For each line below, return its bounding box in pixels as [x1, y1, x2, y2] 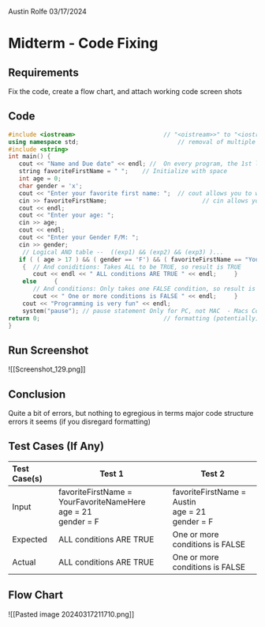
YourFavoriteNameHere [58, 496, 146, 507]
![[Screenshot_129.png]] [8, 364, 86, 374]
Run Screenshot [8, 343, 89, 357]
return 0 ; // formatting [8, 314, 211, 323]
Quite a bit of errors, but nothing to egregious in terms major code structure [8, 409, 254, 418]
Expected [12, 534, 47, 545]
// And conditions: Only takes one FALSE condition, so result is [32, 285, 256, 293]
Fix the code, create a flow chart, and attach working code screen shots [8, 87, 242, 96]
